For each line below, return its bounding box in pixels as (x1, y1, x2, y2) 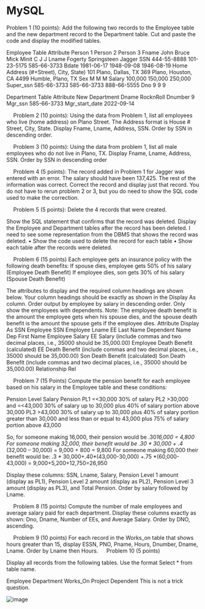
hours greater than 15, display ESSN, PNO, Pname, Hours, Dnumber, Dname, (6, 540, 198, 548)
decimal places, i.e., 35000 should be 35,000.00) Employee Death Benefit (6, 339, 193, 346)
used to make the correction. (6, 194, 80, 201)
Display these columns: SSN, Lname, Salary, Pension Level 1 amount (6, 471, 179, 478)
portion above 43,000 (6, 421, 61, 429)
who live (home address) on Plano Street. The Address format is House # (6, 118, 191, 126)
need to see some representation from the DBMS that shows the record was (6, 230, 198, 238)
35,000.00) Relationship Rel (6, 365, 76, 373)
